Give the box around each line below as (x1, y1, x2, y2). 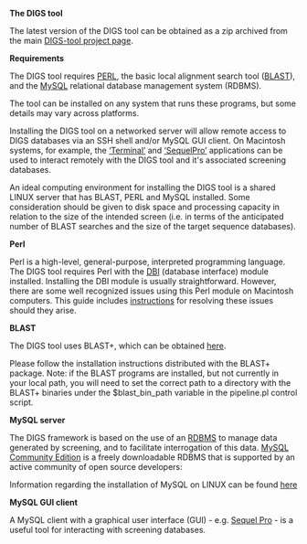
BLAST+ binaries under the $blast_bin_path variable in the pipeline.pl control (9, 388, 298, 398)
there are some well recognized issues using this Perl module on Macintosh (9, 285, 294, 296)
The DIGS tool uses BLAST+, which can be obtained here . (9, 340, 227, 351)
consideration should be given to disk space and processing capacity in (9, 201, 281, 212)
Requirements (9, 53, 65, 63)
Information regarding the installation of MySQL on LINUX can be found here (9, 479, 298, 490)
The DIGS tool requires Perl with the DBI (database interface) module (9, 266, 270, 277)
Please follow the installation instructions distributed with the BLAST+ (9, 358, 271, 368)
